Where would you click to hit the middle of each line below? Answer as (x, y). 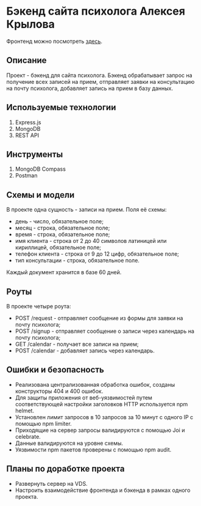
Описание (26, 60)
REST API (27, 135)
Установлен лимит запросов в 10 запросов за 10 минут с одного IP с (104, 417)
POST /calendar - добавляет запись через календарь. (85, 351)
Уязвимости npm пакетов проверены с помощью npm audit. (93, 449)
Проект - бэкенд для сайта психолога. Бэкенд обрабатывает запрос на (100, 75)
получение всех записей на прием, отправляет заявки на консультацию (100, 81)
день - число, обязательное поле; (59, 221)
